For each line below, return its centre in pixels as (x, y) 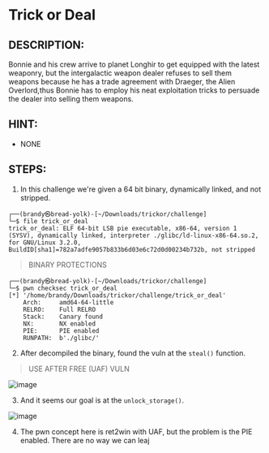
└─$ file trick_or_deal (49, 221)
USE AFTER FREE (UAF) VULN (79, 369)
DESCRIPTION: (47, 45)
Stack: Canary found (63, 317)
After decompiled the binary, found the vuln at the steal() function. (132, 353)
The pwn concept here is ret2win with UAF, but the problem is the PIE (136, 431)
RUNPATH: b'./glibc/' (61, 338)
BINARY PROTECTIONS (67, 265)
